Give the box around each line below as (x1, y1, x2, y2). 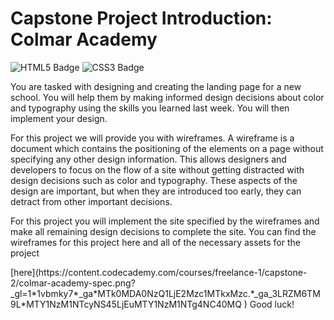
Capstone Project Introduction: (10, 7, 273, 30)
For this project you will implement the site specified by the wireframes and (10, 215, 320, 227)
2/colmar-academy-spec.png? (10, 277, 136, 289)
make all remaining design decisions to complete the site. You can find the (10, 225, 317, 237)
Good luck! (249, 298, 295, 310)
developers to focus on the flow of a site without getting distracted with (10, 163, 305, 176)
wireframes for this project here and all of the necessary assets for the (10, 236, 301, 248)
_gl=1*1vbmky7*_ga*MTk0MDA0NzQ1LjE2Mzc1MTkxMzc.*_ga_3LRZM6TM (10, 287, 321, 299)
